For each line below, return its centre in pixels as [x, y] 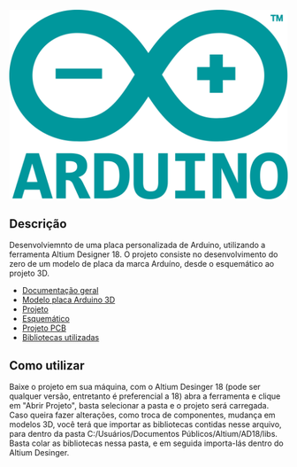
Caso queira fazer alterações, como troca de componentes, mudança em [142, 415]
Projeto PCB [44, 328]
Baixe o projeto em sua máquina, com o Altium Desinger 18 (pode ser [135, 387]
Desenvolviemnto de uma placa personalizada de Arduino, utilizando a [137, 245]
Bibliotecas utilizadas [61, 338]
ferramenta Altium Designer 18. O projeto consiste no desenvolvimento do [144, 254]
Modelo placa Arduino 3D [69, 300]
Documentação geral [60, 291]
